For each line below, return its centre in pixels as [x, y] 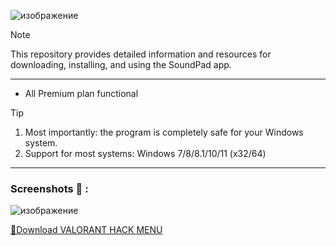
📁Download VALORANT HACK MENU [86, 230]
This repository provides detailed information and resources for [141, 54]
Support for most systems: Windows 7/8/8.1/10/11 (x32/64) [145, 153]
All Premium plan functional [81, 93]
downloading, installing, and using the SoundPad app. [121, 64]
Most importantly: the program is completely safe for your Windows [164, 132]
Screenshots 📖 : [49, 188]
